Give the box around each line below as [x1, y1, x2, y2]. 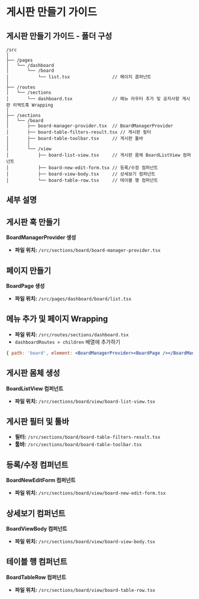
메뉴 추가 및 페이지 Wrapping [6, 314, 108, 324]
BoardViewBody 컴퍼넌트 [6, 525, 68, 532]
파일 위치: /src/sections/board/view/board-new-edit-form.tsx [14, 489, 166, 496]
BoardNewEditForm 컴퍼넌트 [6, 477, 76, 484]
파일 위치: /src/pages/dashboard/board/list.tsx [14, 295, 131, 302]
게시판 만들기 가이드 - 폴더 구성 [6, 31, 113, 41]
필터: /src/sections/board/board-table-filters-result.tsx [14, 434, 161, 441]
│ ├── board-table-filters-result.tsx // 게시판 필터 [6, 129, 152, 135]
